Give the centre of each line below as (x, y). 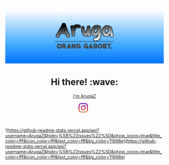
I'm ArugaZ (84, 96)
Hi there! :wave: (84, 82)
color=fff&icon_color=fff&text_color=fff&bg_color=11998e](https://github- (81, 141)
